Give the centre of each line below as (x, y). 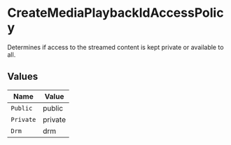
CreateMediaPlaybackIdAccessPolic (115, 13)
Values (23, 77)
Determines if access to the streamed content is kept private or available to (115, 47)
